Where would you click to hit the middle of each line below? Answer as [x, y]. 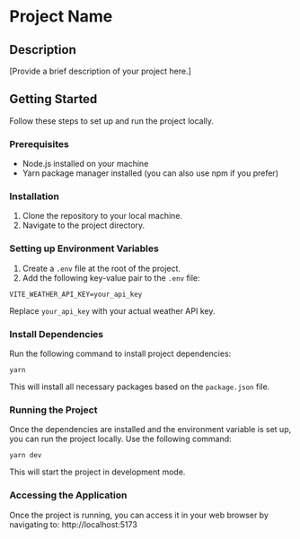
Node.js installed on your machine [85, 164]
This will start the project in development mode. [97, 472]
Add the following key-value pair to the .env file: [111, 278]
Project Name [61, 17]
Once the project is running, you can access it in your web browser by [139, 515]
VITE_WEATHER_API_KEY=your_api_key [76, 294]
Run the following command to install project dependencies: [120, 353]
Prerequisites [39, 143]
